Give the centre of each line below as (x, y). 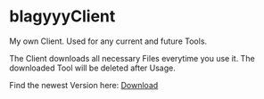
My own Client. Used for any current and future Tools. (108, 41)
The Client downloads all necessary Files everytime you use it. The (132, 58)
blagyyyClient (62, 16)
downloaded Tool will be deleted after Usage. (92, 68)
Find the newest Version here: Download (84, 85)
